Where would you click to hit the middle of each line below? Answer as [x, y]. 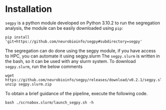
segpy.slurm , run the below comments [44, 66]
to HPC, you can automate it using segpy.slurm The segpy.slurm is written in [83, 56]
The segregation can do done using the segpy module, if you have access [81, 51]
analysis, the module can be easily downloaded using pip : [64, 28]
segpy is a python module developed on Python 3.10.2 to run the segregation [83, 23]
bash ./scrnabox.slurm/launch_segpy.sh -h [49, 103]
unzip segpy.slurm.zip [28, 84]
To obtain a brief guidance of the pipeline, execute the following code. [77, 93]
